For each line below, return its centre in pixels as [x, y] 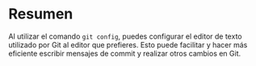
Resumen [41, 14]
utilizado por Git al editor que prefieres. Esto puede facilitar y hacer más [128, 44]
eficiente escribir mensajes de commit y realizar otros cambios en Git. [125, 53]
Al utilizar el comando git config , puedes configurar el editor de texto [125, 36]
